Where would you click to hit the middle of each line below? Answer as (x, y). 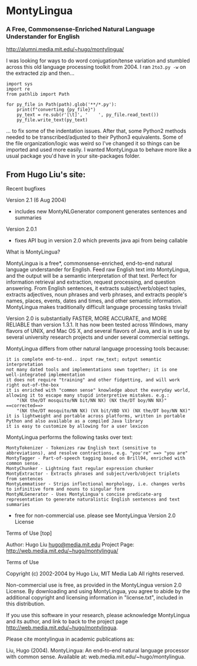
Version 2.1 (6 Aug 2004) (36, 200)
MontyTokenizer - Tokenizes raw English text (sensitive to (81, 448)
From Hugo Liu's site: (46, 174)
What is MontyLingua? (33, 252)
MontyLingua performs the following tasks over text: (70, 437)
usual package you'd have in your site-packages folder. (74, 156)
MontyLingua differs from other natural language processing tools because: (98, 349)
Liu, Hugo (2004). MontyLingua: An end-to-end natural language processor (98, 651)
